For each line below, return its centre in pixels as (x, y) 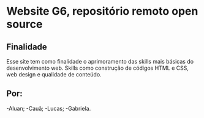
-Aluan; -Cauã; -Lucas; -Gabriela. (49, 108)
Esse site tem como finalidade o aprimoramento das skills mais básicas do (100, 61)
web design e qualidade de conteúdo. (54, 74)
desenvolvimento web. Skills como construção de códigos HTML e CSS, (97, 68)
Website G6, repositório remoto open (102, 11)
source (25, 24)
